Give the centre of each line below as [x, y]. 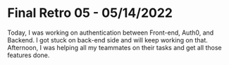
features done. [29, 55]
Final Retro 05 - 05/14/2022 [90, 13]
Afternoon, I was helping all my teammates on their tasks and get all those [114, 47]
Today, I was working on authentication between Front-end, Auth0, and [111, 32]
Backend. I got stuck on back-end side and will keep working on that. [107, 40]
